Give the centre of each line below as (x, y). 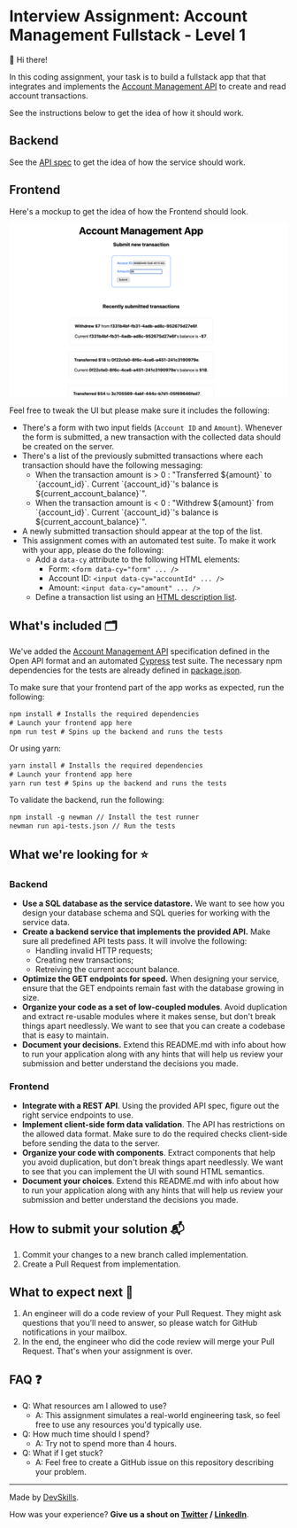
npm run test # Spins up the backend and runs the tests (116, 732)
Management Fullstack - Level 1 (127, 35)
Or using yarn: (35, 748)
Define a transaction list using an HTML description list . (136, 596)
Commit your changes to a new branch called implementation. (135, 1255)
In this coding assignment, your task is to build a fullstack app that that (138, 76)
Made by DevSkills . (44, 1497)
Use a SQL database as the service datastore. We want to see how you (153, 904)
